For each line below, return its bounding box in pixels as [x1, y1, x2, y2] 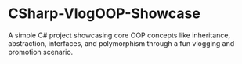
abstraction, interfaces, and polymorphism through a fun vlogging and [8, 38, 235, 48]
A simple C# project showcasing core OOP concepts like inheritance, [8, 30, 231, 40]
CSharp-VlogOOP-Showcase [8, 5, 201, 23]
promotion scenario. [8, 47, 74, 56]
